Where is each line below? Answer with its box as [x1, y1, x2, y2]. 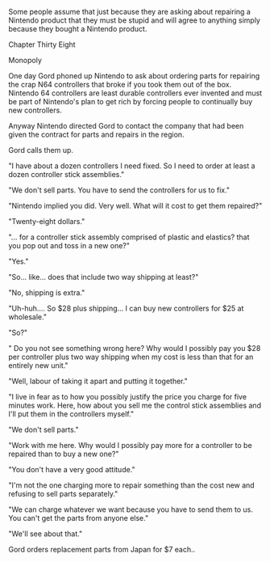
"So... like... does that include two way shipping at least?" [8, 273, 199, 281]
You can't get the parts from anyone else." [8, 513, 149, 522]
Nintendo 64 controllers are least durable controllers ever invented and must [8, 88, 263, 98]
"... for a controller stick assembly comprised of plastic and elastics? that [8, 232, 250, 242]
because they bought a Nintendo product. [8, 24, 147, 33]
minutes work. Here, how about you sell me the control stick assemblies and [8, 400, 262, 410]
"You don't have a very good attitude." [8, 465, 135, 474]
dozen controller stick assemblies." [8, 170, 125, 179]
